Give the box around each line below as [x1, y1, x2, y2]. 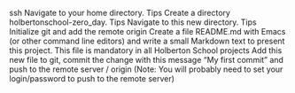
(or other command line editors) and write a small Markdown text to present [9, 35, 285, 46]
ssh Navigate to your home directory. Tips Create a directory [9, 8, 230, 18]
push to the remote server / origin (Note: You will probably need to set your [9, 64, 283, 74]
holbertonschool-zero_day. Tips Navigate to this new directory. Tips [9, 17, 257, 27]
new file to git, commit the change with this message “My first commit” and [9, 55, 283, 65]
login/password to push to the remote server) [9, 74, 175, 83]
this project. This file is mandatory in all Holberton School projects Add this [9, 45, 283, 56]
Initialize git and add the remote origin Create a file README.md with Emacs [9, 27, 286, 36]
